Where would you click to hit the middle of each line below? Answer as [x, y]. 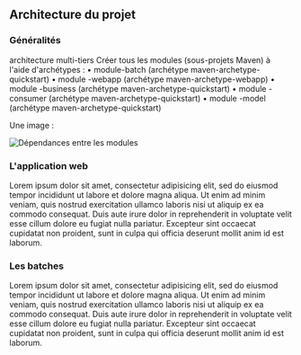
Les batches [37, 266]
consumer [28, 98]
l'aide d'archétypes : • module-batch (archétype [99, 69]
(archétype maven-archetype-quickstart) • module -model [157, 98]
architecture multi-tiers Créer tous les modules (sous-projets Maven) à [140, 60]
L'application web [49, 165]
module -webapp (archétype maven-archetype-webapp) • [167, 79]
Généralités [35, 40]
